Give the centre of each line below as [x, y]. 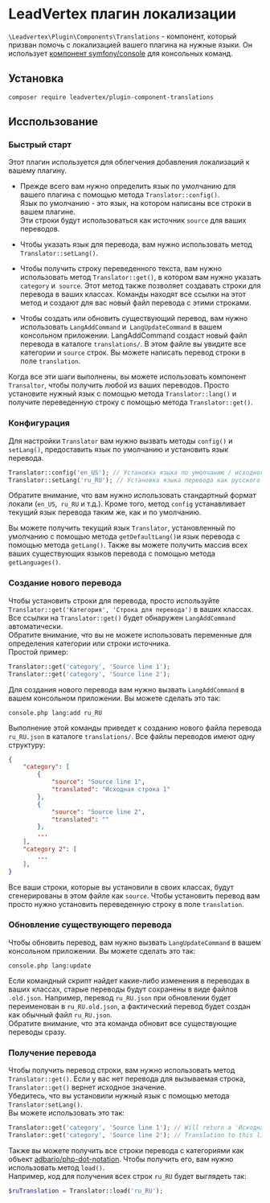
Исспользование [53, 122]
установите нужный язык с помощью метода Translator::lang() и [123, 394]
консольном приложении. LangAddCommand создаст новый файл [133, 335]
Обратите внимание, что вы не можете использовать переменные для [130, 634]
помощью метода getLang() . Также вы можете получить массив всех [128, 545]
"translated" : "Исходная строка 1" [111, 790]
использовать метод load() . [57, 1168]
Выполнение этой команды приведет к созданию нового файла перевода [135, 728]
